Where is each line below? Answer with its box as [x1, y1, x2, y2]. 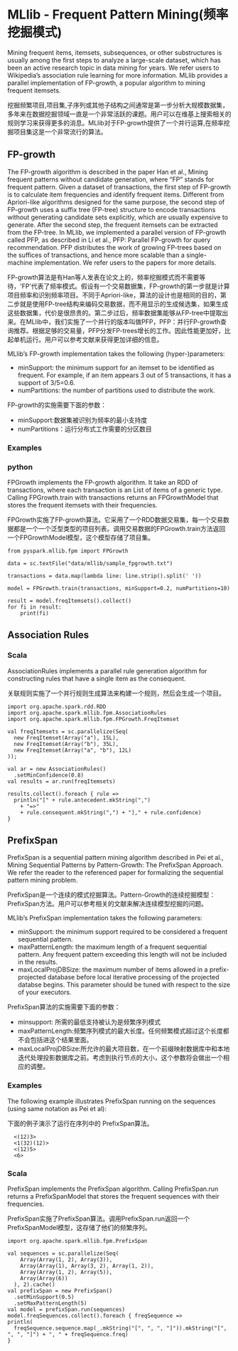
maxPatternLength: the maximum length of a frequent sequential [17, 942, 207, 951]
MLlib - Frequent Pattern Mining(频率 [7, 6, 229, 23]
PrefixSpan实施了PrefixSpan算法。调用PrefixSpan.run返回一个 [7, 1214, 190, 1223]
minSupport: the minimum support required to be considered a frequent [17, 927, 228, 936]
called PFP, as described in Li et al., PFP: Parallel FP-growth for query [7, 236, 211, 244]
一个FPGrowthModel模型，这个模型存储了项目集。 [7, 533, 155, 542]
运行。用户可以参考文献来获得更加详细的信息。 [26, 335, 163, 344]
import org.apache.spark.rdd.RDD [7, 703, 107, 710]
